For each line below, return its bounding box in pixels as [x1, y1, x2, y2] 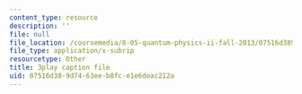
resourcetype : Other [9, 55, 87, 64]
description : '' [9, 21, 70, 30]
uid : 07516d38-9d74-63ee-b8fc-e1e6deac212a [9, 72, 175, 81]
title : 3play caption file [9, 64, 111, 73]
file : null [9, 30, 50, 38]
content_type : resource [9, 13, 99, 22]
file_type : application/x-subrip [9, 47, 135, 56]
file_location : [9, 38, 67, 47]
